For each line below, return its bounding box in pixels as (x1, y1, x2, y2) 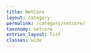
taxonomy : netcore (6, 26, 53, 32)
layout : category (6, 15, 50, 21)
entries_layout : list (6, 32, 61, 38)
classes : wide (6, 37, 42, 43)
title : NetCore (6, 9, 45, 15)
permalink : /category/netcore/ (6, 20, 86, 26)
